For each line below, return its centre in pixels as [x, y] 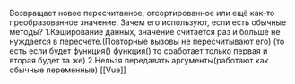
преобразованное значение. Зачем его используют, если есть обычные [148, 22]
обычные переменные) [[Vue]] [68, 70]
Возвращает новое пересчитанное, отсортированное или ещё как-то [142, 13]
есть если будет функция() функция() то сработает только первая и [139, 51]
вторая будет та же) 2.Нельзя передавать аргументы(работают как [139, 60]
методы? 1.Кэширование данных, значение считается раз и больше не [145, 32]
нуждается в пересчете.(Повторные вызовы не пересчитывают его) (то [147, 41]
